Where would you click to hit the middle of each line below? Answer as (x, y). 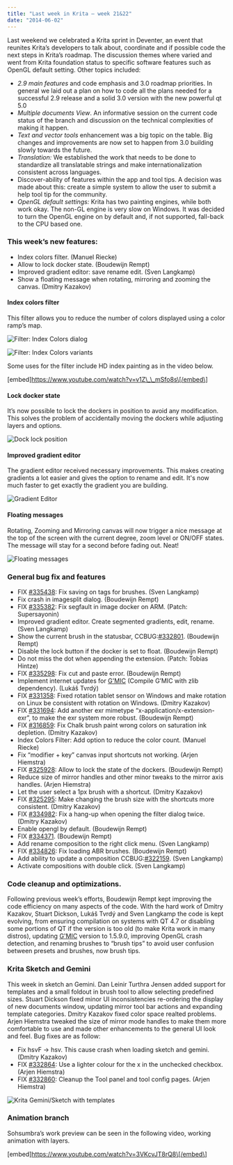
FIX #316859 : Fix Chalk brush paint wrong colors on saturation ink (112, 725)
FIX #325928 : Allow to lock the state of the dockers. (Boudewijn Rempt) (120, 769)
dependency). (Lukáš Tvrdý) (58, 688)
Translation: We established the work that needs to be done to (106, 157)
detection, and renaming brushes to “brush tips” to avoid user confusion (111, 943)
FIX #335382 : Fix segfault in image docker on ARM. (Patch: (102, 606)
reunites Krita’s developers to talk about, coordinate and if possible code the (116, 47)
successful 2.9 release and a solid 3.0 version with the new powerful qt (119, 98)
